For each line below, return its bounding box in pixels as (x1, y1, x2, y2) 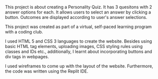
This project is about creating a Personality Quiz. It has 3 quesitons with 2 (5, 4, 152, 10)
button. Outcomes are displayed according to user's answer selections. (5, 15, 148, 20)
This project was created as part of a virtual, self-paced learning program (5, 24, 152, 30)
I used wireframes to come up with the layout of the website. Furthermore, (5, 63, 154, 69)
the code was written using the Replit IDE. (5, 68, 89, 74)
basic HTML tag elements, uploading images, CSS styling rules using (5, 44, 143, 49)
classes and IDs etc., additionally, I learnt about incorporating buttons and (5, 48, 153, 54)
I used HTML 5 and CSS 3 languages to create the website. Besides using (5, 38, 152, 44)
